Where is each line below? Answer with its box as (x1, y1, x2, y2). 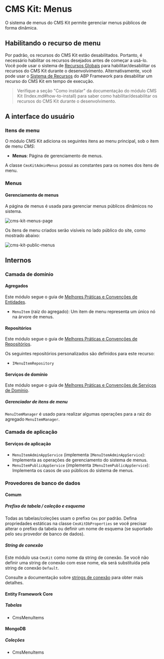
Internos (5, 256, 32, 264)
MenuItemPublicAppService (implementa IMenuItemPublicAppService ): (12, 462, 150, 468)
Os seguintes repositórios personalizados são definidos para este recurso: (5, 351, 155, 357)
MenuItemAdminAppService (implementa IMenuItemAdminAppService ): (12, 451, 145, 457)
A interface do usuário (5, 112, 75, 121)
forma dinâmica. (5, 25, 38, 30)
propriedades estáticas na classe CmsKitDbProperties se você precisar (5, 521, 147, 527)
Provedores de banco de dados (5, 479, 81, 486)
